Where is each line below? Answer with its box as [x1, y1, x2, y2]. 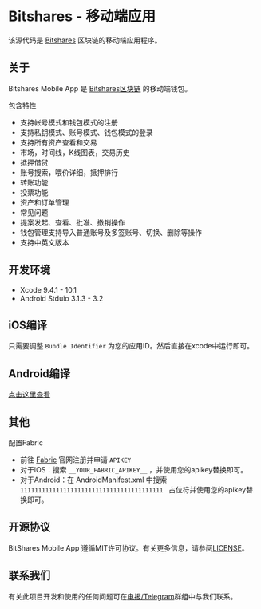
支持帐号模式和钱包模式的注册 [19, 117, 118, 127]
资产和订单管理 [19, 197, 69, 207]
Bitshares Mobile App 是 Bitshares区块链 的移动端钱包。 [8, 83, 192, 93]
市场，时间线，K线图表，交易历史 [19, 147, 130, 157]
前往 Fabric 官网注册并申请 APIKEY [19, 455, 132, 464]
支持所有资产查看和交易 [19, 137, 97, 147]
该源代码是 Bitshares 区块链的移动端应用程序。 [8, 35, 162, 45]
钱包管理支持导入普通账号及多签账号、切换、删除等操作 [19, 227, 202, 237]
